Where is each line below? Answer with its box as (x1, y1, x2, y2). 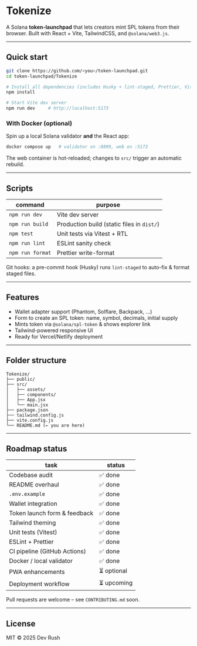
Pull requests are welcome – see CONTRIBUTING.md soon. (6, 596, 140, 603)
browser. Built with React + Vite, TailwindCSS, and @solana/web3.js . (6, 29, 169, 36)
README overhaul (9, 481, 60, 489)
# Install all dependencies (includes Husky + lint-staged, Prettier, (6, 84, 182, 90)
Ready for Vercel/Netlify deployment (14, 333, 103, 340)
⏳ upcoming (98, 579, 133, 587)
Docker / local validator (9, 557, 73, 565)
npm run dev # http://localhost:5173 (6, 106, 109, 111)
